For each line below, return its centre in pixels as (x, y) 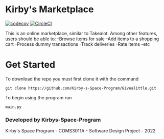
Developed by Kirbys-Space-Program (53, 120)
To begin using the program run (39, 97)
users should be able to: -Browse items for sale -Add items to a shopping (82, 39)
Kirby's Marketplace (50, 9)
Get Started (30, 65)
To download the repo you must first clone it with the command (72, 79)
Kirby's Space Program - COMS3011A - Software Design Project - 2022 (80, 131)
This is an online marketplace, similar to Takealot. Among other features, (81, 33)
